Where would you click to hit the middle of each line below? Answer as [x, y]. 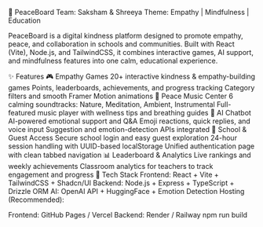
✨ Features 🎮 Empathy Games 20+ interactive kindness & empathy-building [132, 76]
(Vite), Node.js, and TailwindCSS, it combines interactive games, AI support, [131, 52]
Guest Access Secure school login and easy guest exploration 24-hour [123, 138]
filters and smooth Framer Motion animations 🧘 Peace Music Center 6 [121, 96]
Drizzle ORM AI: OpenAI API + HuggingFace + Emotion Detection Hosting [126, 191]
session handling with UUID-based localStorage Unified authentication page [131, 146]
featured [22, 113]
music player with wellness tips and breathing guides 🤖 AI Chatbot [144, 113]
